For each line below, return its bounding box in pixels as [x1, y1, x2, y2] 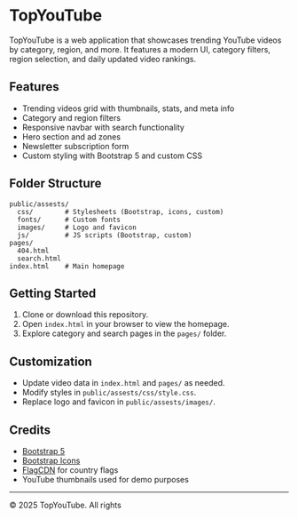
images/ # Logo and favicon [17, 223, 137, 232]
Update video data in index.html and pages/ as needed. [21, 378, 225, 388]
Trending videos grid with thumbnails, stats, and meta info [21, 103, 235, 114]
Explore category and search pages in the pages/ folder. [21, 328, 227, 339]
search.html [17, 254, 62, 263]
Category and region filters [21, 112, 122, 123]
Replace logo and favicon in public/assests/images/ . [21, 396, 216, 407]
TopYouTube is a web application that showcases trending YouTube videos [9, 35, 282, 45]
